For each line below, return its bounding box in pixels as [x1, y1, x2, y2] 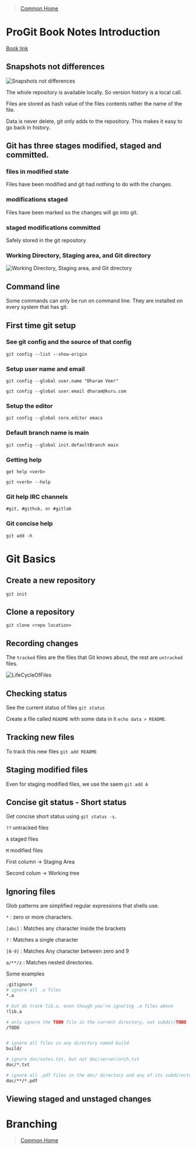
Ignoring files [6, 887, 55, 896]
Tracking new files [6, 732, 75, 742]
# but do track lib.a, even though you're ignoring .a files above [6, 1003, 174, 1009]
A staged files [6, 836, 38, 843]
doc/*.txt [6, 1062, 30, 1068]
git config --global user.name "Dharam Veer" [6, 378, 118, 384]
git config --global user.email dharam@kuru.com [6, 388, 127, 394]
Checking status [6, 688, 67, 698]
